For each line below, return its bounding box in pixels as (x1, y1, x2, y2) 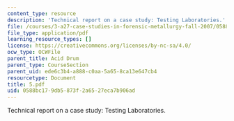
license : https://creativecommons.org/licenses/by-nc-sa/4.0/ (7, 42, 192, 49)
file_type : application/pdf (7, 29, 89, 37)
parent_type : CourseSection (7, 62, 89, 68)
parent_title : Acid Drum (7, 55, 79, 62)
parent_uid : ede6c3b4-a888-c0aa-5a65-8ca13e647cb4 (7, 68, 157, 75)
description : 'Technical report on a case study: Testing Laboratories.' (7, 17, 226, 24)
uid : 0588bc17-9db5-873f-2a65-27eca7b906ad (7, 87, 136, 94)
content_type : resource (7, 10, 77, 17)
